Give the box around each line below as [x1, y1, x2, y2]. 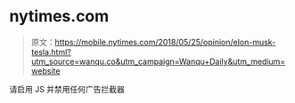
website [30, 65, 61, 76]
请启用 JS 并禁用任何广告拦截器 [9, 83, 125, 94]
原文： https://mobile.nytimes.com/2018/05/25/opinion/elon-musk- [30, 36, 276, 47]
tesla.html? [30, 46, 71, 57]
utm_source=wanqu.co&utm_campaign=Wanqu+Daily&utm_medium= [30, 56, 286, 67]
